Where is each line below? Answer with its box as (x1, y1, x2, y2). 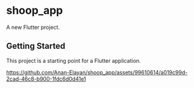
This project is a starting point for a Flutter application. (6, 57, 141, 64)
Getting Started (6, 41, 66, 51)
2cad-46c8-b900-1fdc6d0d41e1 (6, 75, 86, 82)
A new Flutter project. (6, 24, 60, 31)
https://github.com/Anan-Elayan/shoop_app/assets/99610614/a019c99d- (6, 69, 188, 76)
